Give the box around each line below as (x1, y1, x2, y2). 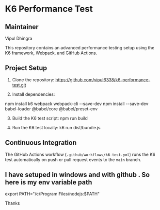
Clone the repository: (12, 76, 55, 83)
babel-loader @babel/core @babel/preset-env (5, 105, 98, 112)
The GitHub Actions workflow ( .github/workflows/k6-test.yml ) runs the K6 (5, 151, 156, 157)
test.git (12, 82, 26, 88)
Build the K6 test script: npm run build (12, 115, 88, 121)
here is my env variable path (5, 178, 92, 187)
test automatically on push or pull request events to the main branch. (5, 156, 142, 163)
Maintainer (5, 23, 39, 31)
